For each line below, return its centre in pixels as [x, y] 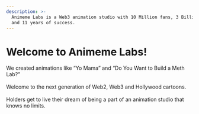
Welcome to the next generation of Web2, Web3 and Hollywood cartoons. [96, 87]
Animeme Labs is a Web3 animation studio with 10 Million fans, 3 [95, 17]
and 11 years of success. [44, 22]
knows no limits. [26, 106]
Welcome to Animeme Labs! [77, 52]
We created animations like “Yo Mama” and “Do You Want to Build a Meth [95, 68]
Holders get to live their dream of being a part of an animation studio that [95, 100]
